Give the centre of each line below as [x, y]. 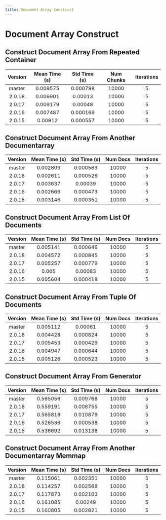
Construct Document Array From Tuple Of [71, 297]
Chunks [116, 80]
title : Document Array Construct [40, 10]
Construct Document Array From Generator [73, 376]
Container [21, 60]
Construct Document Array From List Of [68, 217]
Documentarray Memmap [45, 456]
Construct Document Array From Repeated [72, 52]
